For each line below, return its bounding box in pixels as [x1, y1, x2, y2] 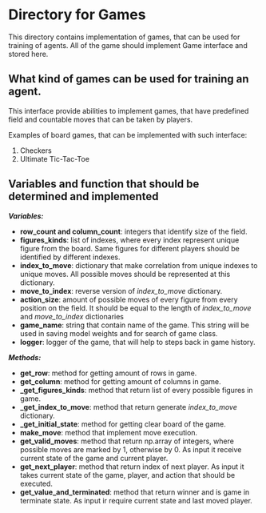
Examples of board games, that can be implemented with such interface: [8, 130, 248, 139]
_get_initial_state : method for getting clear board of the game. [19, 419, 226, 429]
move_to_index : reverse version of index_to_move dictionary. [19, 286, 223, 295]
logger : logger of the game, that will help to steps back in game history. [19, 337, 256, 347]
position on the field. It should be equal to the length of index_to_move [19, 303, 252, 313]
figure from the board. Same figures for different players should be [19, 243, 240, 253]
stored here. [8, 49, 49, 58]
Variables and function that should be [8, 178, 200, 191]
